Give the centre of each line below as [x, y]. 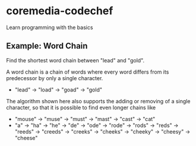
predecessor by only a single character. [55, 78]
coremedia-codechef [60, 11]
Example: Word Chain [47, 46]
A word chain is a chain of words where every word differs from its [88, 72]
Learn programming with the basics [50, 27]
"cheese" [26, 138]
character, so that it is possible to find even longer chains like [81, 107]
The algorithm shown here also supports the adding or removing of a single [98, 101]
